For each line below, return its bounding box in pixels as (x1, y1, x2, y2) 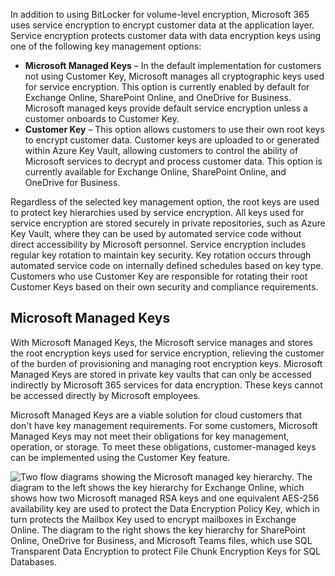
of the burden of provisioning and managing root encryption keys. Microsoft (10, 357, 323, 369)
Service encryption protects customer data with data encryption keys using (10, 30, 322, 41)
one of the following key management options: (10, 40, 202, 52)
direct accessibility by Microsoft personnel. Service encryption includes (10, 239, 307, 250)
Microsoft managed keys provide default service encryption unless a (24, 102, 308, 114)
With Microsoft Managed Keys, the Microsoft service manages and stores (10, 336, 313, 348)
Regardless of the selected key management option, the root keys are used (10, 196, 320, 208)
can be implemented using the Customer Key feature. (10, 451, 231, 463)
